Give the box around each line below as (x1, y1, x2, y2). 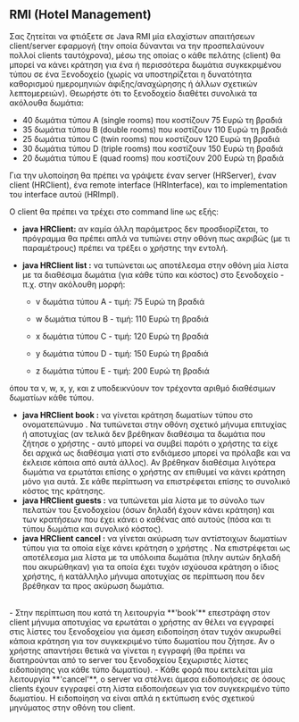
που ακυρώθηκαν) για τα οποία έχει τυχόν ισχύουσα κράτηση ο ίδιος (21, 561, 279, 572)
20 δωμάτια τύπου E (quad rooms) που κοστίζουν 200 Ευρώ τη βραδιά (21, 152, 284, 164)
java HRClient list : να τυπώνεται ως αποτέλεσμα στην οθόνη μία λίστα (21, 259, 289, 271)
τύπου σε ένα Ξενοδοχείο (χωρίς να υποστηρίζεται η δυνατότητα (9, 69, 253, 80)
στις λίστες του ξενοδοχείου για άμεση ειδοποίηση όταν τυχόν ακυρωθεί (9, 625, 282, 637)
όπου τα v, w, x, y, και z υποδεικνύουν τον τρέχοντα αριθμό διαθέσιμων (9, 382, 276, 393)
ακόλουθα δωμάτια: (9, 97, 85, 108)
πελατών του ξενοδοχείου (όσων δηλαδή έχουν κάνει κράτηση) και (21, 504, 275, 515)
